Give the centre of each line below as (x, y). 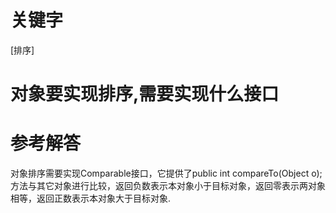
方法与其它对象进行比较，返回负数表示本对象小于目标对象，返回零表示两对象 (168, 186)
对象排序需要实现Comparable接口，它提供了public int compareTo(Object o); (166, 173)
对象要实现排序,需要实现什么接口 (145, 94)
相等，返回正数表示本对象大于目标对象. (91, 198)
